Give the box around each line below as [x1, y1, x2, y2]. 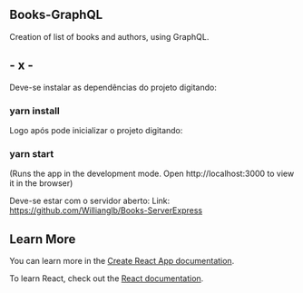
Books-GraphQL [9, 7, 103, 23]
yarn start [9, 147, 54, 160]
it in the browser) [9, 178, 73, 189]
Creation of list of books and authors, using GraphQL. [9, 31, 210, 42]
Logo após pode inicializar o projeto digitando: [9, 124, 183, 135]
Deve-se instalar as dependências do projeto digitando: [9, 82, 218, 93]
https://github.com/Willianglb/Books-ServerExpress [9, 205, 202, 216]
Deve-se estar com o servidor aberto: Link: [9, 195, 171, 207]
